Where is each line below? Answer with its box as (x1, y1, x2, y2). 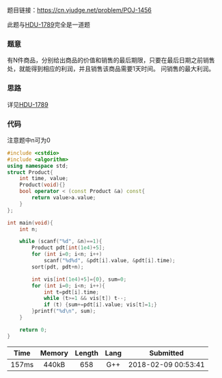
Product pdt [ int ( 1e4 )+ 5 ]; (31, 244, 106, 251)
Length (74, 348, 99, 357)
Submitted (149, 348, 184, 357)
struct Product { (7, 168, 53, 176)
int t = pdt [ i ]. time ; (43, 288, 99, 296)
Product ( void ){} (19, 181, 66, 188)
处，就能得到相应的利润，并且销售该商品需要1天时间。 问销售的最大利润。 (7, 64, 215, 73)
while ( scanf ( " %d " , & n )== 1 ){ (19, 238, 102, 245)
